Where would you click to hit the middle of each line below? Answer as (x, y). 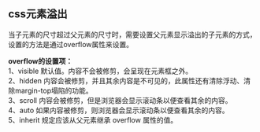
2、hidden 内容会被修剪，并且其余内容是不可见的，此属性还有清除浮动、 (126, 80)
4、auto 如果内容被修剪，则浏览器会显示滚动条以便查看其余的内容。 (119, 110)
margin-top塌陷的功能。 (54, 90)
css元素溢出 (38, 14)
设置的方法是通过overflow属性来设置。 (71, 44)
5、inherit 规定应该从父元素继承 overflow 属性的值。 (93, 119)
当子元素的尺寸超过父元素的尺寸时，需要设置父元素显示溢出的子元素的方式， (132, 35)
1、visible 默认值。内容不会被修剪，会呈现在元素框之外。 (100, 71)
